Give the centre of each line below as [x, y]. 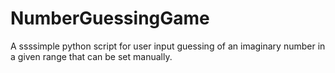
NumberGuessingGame [110, 18]
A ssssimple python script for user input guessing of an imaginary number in [168, 46]
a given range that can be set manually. [91, 56]
